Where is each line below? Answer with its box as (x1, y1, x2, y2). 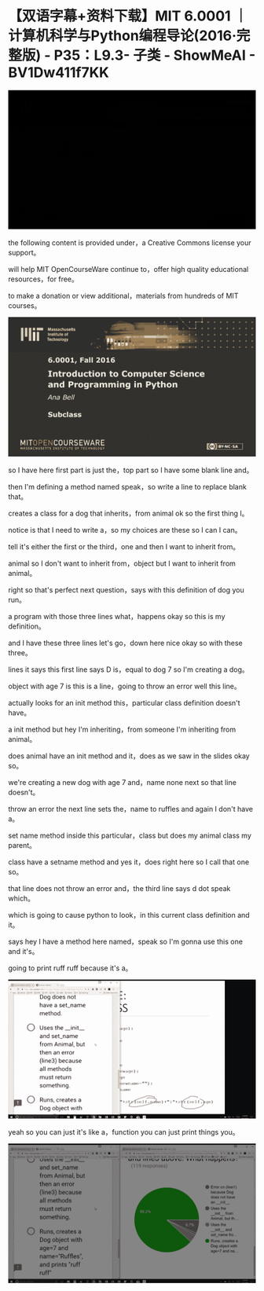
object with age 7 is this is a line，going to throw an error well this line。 (8, 681, 241, 691)
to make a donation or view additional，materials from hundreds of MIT (8, 292, 239, 301)
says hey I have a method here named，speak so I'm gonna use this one (8, 937, 244, 946)
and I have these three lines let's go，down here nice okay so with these (8, 638, 244, 647)
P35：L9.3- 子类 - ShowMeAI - (53, 46, 256, 64)
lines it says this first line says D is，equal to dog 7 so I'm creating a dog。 (8, 665, 249, 674)
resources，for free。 (8, 274, 79, 284)
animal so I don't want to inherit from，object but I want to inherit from (8, 559, 236, 568)
